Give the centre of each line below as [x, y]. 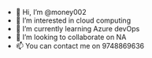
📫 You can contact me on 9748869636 [80, 46]
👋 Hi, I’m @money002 [51, 12]
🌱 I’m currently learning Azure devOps [78, 29]
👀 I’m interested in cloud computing [73, 20]
